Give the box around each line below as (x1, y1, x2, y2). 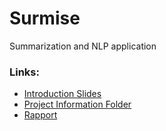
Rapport (23, 109, 58, 121)
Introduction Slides (23, 88, 102, 100)
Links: (9, 65, 40, 79)
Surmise (9, 7, 81, 30)
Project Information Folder (23, 98, 132, 111)
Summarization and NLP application (9, 40, 157, 52)
